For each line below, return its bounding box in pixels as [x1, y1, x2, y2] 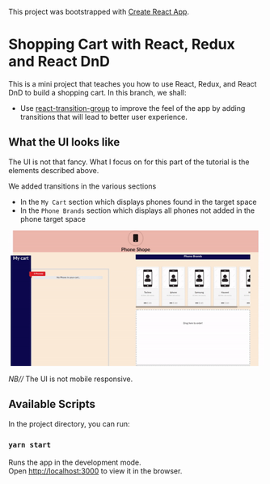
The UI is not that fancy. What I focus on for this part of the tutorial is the [8, 157, 250, 167]
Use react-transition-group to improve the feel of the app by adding [19, 103, 246, 113]
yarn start [8, 440, 51, 450]
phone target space [19, 214, 86, 223]
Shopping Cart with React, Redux [8, 36, 236, 53]
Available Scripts [8, 397, 95, 411]
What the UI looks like [8, 135, 120, 149]
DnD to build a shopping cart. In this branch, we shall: [8, 87, 187, 97]
